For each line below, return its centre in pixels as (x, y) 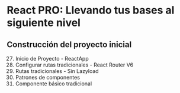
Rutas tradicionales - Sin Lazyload (57, 71)
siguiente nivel (44, 23)
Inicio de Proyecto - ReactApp (52, 59)
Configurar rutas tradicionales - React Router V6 (74, 65)
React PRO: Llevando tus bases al (91, 10)
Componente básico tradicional (54, 84)
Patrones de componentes (48, 77)
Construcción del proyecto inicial (69, 44)
